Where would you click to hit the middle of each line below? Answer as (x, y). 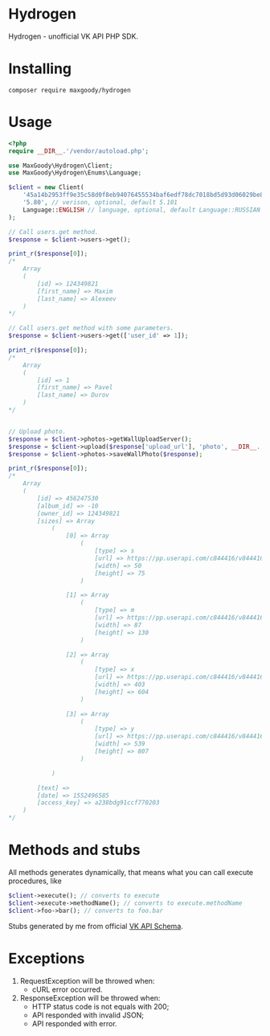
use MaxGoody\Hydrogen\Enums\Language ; (75, 173)
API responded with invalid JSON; (88, 1015)
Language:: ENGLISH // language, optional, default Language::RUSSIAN (142, 210)
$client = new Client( (46, 187)
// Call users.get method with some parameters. (91, 328)
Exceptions (47, 958)
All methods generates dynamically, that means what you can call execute (131, 872)
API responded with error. (75, 1023)
